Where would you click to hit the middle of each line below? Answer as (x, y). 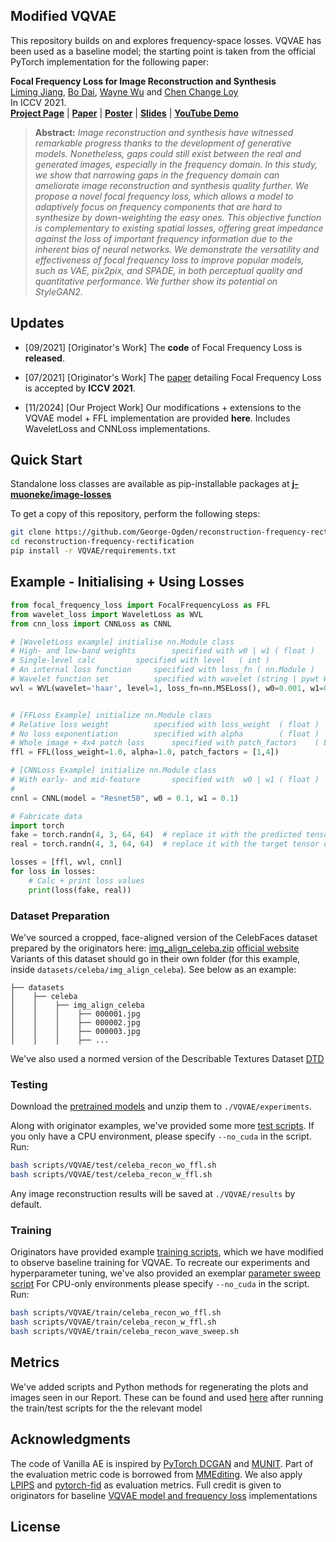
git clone (31, 532)
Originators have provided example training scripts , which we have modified (167, 1252)
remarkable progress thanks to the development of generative (163, 143)
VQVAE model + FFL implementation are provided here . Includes (157, 418)
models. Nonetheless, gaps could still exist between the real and (168, 153)
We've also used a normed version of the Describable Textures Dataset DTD (167, 1058)
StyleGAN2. (58, 291)
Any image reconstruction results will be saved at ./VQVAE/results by (153, 1193)
